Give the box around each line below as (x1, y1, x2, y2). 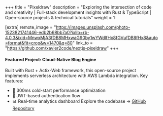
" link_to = (72, 40, 93, 46)
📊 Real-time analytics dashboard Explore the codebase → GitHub (12, 98, 146, 104)
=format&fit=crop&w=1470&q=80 (5, 40, 73, 46)
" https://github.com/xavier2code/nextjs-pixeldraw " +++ (5, 45, 119, 51)
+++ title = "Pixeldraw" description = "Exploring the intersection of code (5, 4, 152, 10)
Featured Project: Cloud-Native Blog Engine (5, 56, 97, 62)
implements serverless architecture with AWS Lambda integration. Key (5, 73, 148, 78)
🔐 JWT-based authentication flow (12, 93, 80, 99)
